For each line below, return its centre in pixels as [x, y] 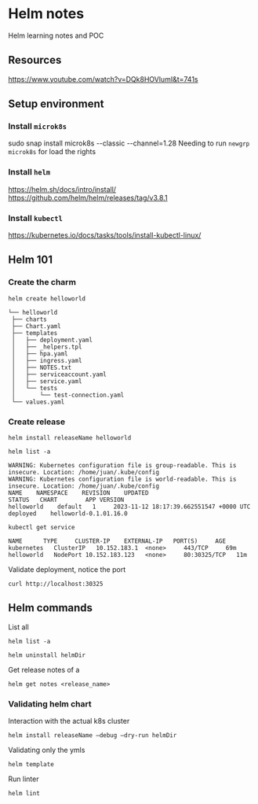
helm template [31, 765]
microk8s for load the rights [52, 152]
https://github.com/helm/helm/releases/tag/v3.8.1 [88, 197]
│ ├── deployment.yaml [52, 340]
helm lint [24, 794]
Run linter [24, 779]
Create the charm [42, 282]
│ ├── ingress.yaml [47, 360]
